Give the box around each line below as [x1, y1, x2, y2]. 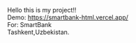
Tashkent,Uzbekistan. [7, 28, 70, 36]
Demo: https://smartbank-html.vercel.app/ [7, 13, 129, 21]
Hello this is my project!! [7, 6, 77, 14]
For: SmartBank [7, 21, 52, 28]
